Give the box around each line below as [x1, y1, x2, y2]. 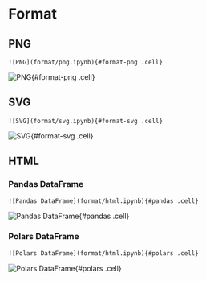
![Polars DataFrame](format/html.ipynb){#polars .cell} [8, 249, 199, 258]
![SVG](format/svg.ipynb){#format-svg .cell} [8, 117, 163, 125]
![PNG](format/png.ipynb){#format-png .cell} [8, 58, 163, 66]
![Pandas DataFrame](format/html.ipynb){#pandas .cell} [8, 196, 199, 205]
